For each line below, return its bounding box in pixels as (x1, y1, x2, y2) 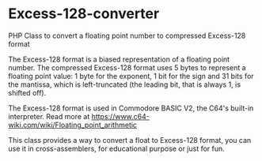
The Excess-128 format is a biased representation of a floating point (8, 54, 230, 64)
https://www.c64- (91, 111, 150, 121)
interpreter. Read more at (8, 111, 90, 121)
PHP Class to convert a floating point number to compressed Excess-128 (8, 31, 246, 40)
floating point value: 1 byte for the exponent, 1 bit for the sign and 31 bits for (8, 71, 255, 80)
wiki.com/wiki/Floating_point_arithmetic (8, 120, 137, 129)
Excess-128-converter (8, 5, 160, 23)
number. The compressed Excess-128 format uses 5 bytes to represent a (8, 62, 247, 72)
